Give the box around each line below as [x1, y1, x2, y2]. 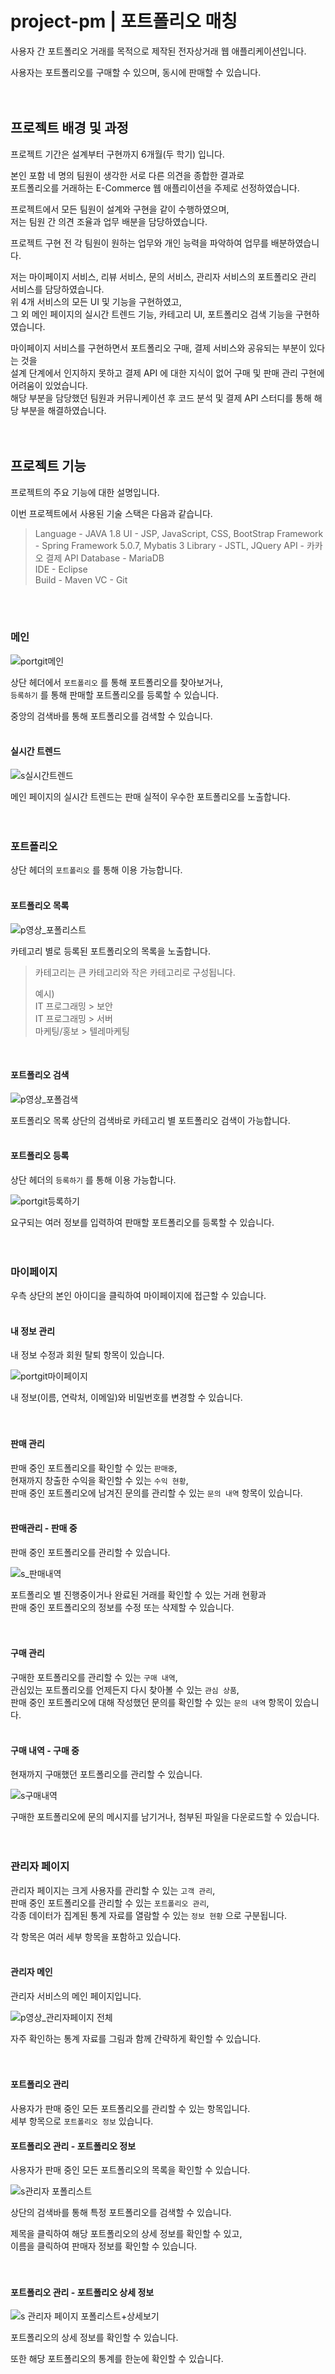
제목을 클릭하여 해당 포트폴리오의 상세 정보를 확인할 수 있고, [10, 2228, 243, 2240]
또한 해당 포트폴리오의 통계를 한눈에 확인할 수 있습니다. [10, 2353, 224, 2365]
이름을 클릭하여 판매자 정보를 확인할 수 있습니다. [10, 2240, 198, 2252]
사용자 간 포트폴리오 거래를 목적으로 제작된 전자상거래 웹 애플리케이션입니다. [10, 45, 307, 57]
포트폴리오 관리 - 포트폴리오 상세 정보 [10, 2286, 155, 2298]
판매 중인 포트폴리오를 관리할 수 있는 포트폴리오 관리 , [10, 1897, 210, 1909]
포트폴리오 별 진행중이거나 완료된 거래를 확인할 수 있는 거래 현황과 [10, 1588, 267, 1601]
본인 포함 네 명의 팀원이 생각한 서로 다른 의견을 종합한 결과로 [10, 169, 245, 181]
